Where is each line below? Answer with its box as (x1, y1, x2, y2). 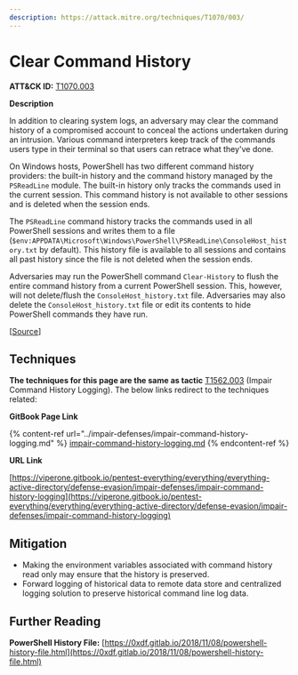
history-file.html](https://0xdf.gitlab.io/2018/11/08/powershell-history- (9, 647, 264, 657)
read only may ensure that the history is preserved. (21, 569, 210, 580)
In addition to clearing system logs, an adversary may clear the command (9, 115, 278, 125)
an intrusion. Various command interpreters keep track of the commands (9, 134, 276, 145)
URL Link (9, 455, 43, 466)
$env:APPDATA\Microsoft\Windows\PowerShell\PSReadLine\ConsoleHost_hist (12, 237, 287, 245)
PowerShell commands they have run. (9, 309, 149, 319)
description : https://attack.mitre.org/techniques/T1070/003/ (9, 12, 245, 22)
